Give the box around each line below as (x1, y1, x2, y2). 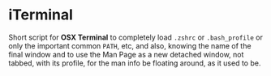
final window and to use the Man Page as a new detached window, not (8, 49, 244, 59)
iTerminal (8, 6, 73, 24)
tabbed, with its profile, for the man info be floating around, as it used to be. (8, 58, 261, 68)
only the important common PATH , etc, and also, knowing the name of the (8, 40, 252, 50)
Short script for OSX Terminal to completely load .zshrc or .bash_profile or (8, 32, 264, 42)
